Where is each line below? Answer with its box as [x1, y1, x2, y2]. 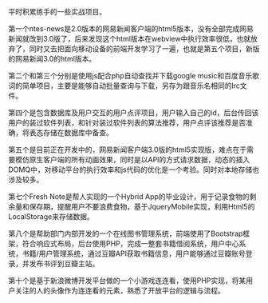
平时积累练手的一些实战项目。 [8, 7, 106, 16]
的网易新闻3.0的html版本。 [8, 54, 97, 63]
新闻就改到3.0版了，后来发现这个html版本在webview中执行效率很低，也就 [8, 34, 251, 43]
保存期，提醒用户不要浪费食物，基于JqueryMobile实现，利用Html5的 [29, 202, 255, 211]
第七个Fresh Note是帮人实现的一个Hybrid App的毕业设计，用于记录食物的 [8, 192, 250, 201]
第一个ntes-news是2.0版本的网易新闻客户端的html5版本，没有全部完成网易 [8, 24, 254, 34]
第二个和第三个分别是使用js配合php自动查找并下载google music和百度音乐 [8, 71, 253, 80]
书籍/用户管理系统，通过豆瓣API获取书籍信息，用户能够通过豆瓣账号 [22, 249, 246, 258]
